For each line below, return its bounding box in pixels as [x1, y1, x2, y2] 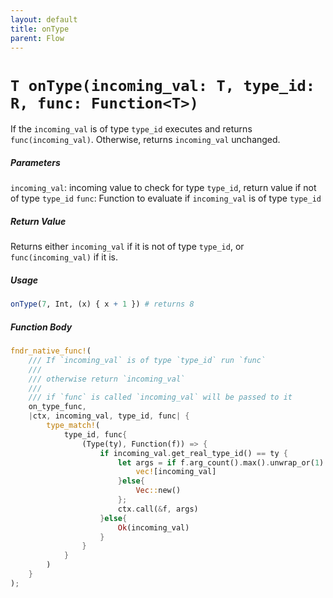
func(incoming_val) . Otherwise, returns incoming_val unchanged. [10, 134, 281, 146]
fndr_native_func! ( [10, 346, 92, 356]
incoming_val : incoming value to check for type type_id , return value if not [10, 182, 317, 194]
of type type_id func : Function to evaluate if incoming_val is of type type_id [10, 192, 322, 205]
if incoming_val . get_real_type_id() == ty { [99, 448, 288, 458]
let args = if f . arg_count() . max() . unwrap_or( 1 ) [117, 457, 325, 468]
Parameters [10, 156, 61, 168]
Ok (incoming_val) [117, 522, 190, 533]
